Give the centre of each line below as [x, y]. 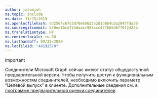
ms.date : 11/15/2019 [26, 19]
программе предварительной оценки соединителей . [61, 90]
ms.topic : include [24, 14]
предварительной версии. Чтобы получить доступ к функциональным [79, 74]
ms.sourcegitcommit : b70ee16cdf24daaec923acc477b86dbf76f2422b [72, 28]
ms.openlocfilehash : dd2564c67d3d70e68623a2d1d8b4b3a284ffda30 [72, 23]
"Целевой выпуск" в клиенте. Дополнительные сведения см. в [72, 85]
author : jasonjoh [23, 10]
